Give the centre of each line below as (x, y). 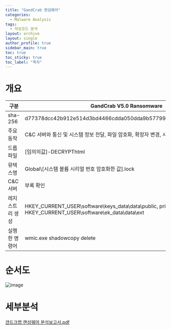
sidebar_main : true (26, 48)
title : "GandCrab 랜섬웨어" (33, 10)
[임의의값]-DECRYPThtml (55, 152)
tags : (11, 24)
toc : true (16, 52)
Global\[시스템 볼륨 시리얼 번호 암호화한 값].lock (80, 169)
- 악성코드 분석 (24, 29)
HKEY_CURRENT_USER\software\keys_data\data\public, (92, 206)
